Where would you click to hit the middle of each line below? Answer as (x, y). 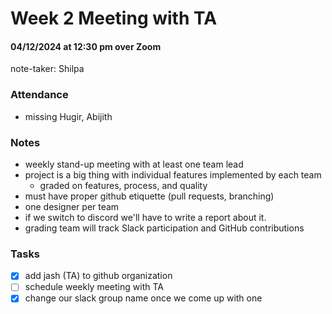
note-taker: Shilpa (47, 69)
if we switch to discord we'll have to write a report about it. (145, 217)
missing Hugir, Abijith (68, 116)
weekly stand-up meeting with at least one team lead (134, 164)
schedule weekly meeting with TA (94, 287)
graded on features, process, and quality (123, 185)
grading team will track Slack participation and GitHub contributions (164, 228)
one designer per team (72, 206)
